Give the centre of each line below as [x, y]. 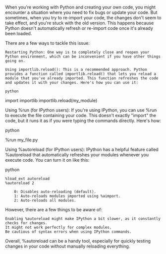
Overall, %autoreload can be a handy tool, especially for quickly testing [78, 241]
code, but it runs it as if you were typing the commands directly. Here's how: [83, 121]
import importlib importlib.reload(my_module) [51, 100]
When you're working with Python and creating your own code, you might [81, 7]
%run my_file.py [22, 140]
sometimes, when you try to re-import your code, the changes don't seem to [83, 18]
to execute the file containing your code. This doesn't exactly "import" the [81, 115]
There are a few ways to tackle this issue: [48, 43]
